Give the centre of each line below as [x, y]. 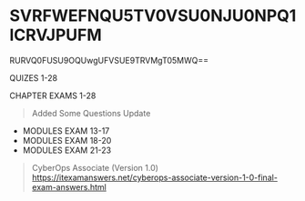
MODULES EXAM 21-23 [67, 150]
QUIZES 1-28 [33, 77]
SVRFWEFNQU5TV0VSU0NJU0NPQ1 [153, 16]
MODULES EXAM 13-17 [66, 131]
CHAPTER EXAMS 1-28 [53, 95]
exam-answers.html [69, 186]
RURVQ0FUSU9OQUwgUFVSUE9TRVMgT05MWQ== [109, 60]
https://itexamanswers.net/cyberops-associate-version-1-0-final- [154, 177]
